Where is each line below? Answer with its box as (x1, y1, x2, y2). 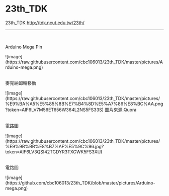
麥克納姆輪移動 (5, 80, 36, 86)
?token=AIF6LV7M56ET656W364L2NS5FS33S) (5, 107, 104, 113)
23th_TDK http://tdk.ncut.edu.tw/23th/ (5, 20, 84, 26)
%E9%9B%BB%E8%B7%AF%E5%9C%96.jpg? (5, 143, 104, 149)
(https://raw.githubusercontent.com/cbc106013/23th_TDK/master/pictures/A (5, 59, 163, 65)
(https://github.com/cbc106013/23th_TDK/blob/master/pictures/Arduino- (5, 179, 155, 186)
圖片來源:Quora (105, 107, 137, 113)
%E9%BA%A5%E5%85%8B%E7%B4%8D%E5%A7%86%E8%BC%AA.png (5, 101, 163, 107)
